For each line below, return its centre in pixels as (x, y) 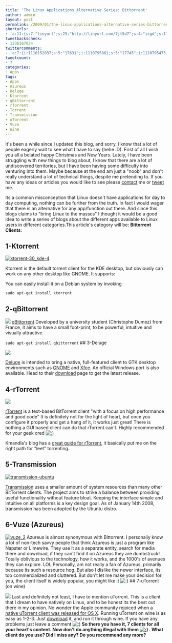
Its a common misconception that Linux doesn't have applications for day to (85, 197)
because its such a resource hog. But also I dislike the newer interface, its (83, 570)
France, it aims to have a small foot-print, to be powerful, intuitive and (79, 327)
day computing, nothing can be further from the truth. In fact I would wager (84, 203)
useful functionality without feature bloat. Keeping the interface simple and (84, 497)
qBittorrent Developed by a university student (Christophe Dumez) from (87, 322)
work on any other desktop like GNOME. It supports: (60, 274)
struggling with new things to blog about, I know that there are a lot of (79, 160)
